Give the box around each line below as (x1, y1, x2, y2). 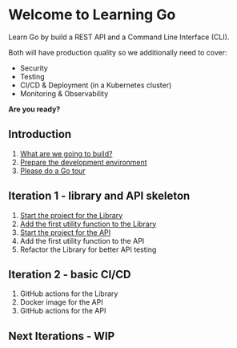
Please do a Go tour (19, 166, 86, 176)
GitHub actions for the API (19, 306, 106, 316)
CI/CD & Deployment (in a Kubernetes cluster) (19, 80, 172, 90)
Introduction (8, 127, 72, 141)
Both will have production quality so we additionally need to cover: (8, 47, 227, 57)
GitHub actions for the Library (19, 289, 118, 298)
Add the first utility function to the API (19, 236, 145, 245)
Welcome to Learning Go (8, 6, 176, 24)
